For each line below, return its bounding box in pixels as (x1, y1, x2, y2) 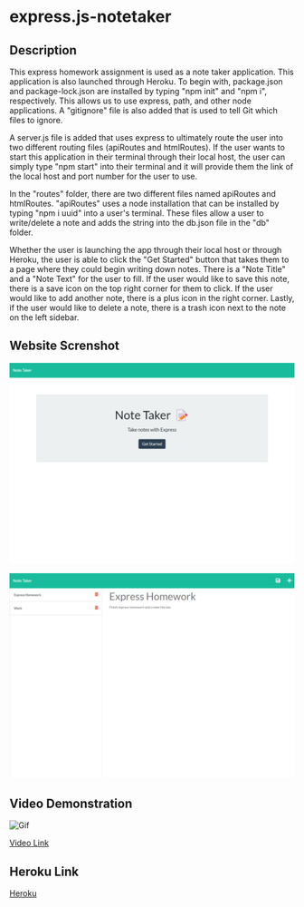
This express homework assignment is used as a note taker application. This (9, 66, 294, 77)
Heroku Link (9, 863, 80, 879)
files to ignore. (9, 115, 63, 125)
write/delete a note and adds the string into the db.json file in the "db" (9, 218, 270, 228)
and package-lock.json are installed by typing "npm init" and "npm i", (9, 86, 268, 96)
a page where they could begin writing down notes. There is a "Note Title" (9, 264, 287, 274)
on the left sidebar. (9, 312, 80, 323)
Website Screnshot (9, 338, 120, 354)
